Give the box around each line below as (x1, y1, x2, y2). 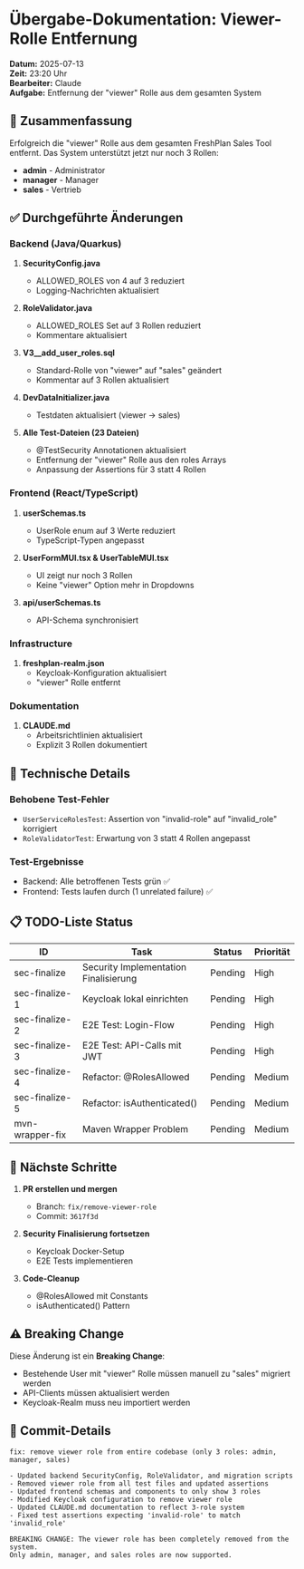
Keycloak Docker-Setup (35, 1245, 125, 1256)
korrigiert (22, 823, 58, 834)
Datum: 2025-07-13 (9, 58, 84, 69)
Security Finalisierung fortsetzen (22, 1228, 150, 1239)
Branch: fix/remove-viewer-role (35, 1201, 157, 1212)
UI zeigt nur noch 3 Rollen (35, 569, 133, 580)
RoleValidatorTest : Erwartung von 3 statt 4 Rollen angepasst (22, 833, 251, 844)
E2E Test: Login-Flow (82, 1019, 175, 1031)
